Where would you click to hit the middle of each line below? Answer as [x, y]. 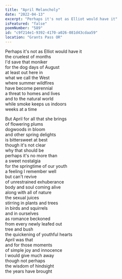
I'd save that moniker [26, 62]
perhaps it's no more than [31, 155]
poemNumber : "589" [24, 28]
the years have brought [29, 271]
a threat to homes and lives [33, 93]
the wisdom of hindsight [30, 266]
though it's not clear [25, 145]
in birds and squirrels [27, 208]
